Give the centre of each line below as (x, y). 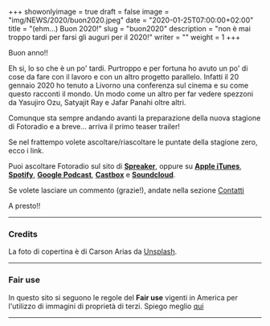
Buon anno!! (28, 53)
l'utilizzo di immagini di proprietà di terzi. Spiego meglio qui (106, 306)
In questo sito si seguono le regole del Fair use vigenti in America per (123, 297)
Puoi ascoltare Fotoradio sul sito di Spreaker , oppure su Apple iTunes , (125, 166)
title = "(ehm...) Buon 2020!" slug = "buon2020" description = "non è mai (130, 29)
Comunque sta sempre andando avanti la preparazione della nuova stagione (135, 118)
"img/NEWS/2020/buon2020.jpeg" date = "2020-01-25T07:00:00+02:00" (131, 20)
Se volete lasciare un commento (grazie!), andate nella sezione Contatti (127, 190)
